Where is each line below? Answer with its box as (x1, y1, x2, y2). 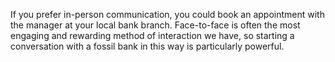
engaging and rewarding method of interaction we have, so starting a (10, 30, 295, 41)
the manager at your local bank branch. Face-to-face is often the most (10, 19, 301, 31)
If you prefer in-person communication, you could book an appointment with (10, 9, 325, 20)
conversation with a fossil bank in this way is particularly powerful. (10, 40, 285, 52)
